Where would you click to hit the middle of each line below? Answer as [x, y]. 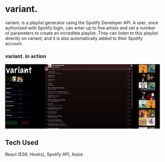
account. [14, 43]
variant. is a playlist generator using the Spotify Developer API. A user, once [82, 23]
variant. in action [26, 56]
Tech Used [22, 143]
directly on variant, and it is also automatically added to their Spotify [74, 38]
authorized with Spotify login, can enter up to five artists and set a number [80, 27]
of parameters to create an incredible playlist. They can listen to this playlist [82, 33]
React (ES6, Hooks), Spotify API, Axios [44, 154]
